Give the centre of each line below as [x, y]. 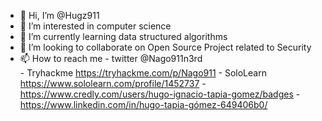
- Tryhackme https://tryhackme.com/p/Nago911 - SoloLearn [143, 73]
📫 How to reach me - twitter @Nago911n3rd [111, 58]
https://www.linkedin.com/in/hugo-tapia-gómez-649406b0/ [143, 104]
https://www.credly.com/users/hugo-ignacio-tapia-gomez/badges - [160, 94]
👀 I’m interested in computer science [95, 26]
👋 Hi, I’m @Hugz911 [59, 15]
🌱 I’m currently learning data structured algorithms [123, 36]
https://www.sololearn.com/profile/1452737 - [113, 83]
